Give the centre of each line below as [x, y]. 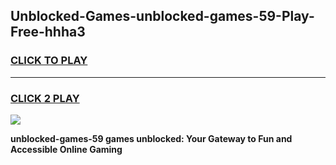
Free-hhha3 [48, 32]
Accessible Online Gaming [66, 149]
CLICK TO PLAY [49, 61]
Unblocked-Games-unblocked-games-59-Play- [162, 16]
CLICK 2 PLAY [45, 98]
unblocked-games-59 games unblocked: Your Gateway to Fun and [151, 138]
